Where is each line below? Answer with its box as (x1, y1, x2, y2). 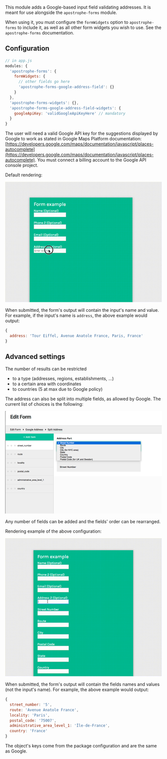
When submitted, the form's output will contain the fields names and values (5, 682, 160, 687)
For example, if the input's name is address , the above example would (5, 312, 148, 319)
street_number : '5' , (9, 702, 52, 707)
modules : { (5, 63, 28, 68)
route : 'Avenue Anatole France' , (9, 707, 79, 713)
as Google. (5, 748, 27, 754)
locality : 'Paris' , (9, 713, 50, 718)
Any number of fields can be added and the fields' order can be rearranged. (5, 518, 161, 524)
